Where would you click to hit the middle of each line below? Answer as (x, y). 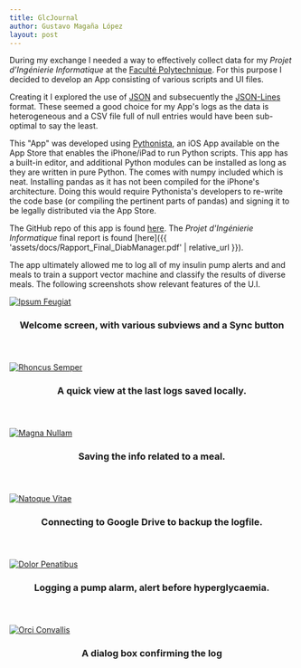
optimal (24, 126)
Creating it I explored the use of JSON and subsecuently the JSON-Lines (145, 97)
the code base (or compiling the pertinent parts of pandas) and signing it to (150, 201)
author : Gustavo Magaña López (66, 26)
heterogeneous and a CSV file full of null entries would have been (132, 116)
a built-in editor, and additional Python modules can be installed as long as (148, 163)
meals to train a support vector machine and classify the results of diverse (148, 275)
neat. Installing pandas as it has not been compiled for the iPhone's (135, 182)
